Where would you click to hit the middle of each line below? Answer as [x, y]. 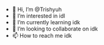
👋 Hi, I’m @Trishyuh [37, 9]
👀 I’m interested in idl [39, 16]
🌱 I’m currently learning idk [46, 22]
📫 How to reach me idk [42, 36]
